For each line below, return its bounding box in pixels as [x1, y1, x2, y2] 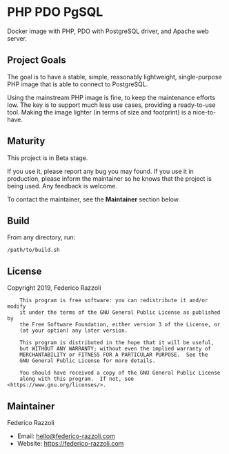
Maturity [7, 135, 46, 147]
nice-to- [192, 108, 217, 116]
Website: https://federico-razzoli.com [17, 440, 124, 447]
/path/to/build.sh [7, 246, 60, 254]
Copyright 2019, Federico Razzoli [7, 284, 101, 292]
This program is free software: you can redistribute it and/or [19, 297, 208, 304]
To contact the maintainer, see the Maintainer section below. [7, 195, 181, 204]
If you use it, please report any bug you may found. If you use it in [7, 167, 195, 175]
